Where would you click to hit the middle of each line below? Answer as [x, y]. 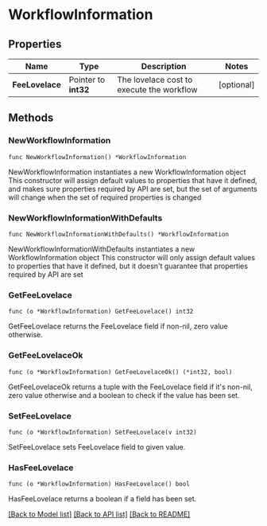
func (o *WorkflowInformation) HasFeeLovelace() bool [99, 484]
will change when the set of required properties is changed [105, 197]
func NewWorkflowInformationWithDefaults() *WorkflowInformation [118, 234]
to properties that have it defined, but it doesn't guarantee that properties [128, 266]
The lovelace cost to [155, 80]
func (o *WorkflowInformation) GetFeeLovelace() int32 [101, 312]
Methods [31, 118]
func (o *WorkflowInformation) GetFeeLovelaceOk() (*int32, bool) [120, 372]
